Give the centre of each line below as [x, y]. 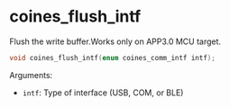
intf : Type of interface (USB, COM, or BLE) [103, 93]
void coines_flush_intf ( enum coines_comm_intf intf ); [113, 58]
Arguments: [31, 75]
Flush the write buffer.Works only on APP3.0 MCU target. [115, 41]
